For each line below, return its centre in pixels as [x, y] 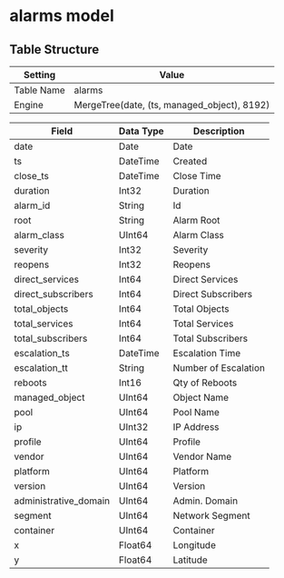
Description [219, 131]
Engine [29, 105]
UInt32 [133, 427]
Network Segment [212, 516]
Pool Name [196, 412]
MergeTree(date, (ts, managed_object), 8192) [172, 105]
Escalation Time [207, 353]
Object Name [201, 398]
